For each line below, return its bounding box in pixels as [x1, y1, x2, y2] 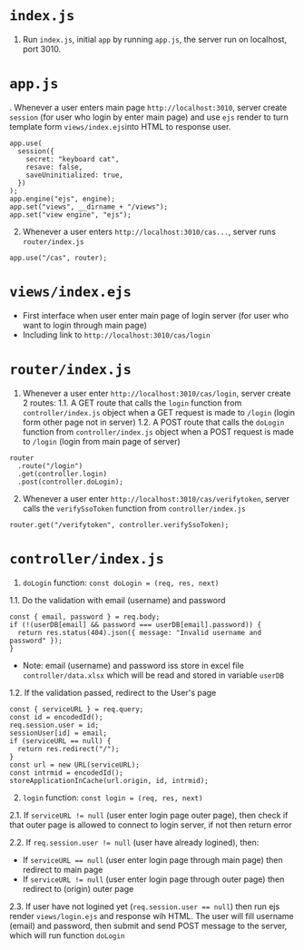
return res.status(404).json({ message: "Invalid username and [17, 628, 261, 637]
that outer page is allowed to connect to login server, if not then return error [9, 819, 292, 830]
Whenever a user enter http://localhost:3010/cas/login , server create [22, 387, 291, 398]
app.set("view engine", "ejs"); [9, 210, 132, 220]
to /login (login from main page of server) [22, 436, 181, 446]
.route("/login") [17, 461, 83, 470]
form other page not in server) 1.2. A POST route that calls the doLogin [22, 416, 285, 427]
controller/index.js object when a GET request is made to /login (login [22, 406, 295, 417]
